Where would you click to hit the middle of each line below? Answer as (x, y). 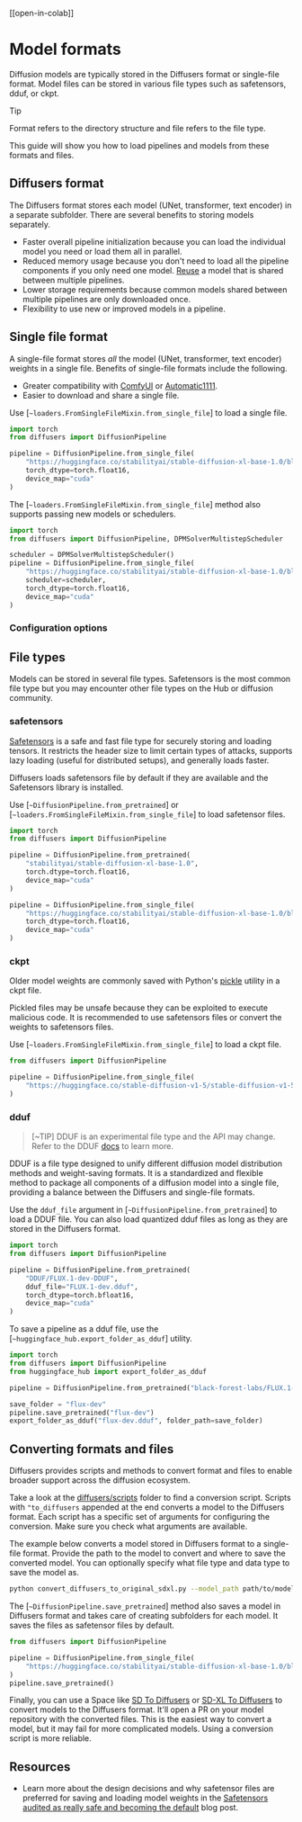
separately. (30, 224)
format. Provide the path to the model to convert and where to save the (154, 1553)
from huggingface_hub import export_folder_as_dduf (108, 1371)
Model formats (65, 49)
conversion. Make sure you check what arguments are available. (129, 1526)
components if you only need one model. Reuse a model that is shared (153, 270)
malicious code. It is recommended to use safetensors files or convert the (146, 1018)
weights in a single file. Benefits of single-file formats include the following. (148, 368)
